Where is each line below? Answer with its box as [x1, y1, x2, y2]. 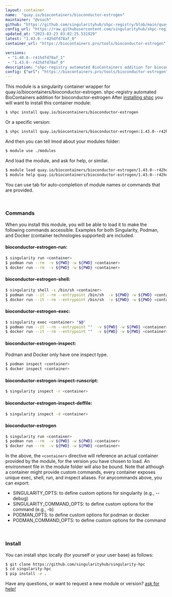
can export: [5, 480, 30, 486]
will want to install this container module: [5, 100, 91, 106]
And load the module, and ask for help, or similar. [5, 157, 109, 163]
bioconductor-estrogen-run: [5, 244, 68, 250]
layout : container [5, 7, 45, 13]
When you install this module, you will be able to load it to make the [5, 221, 147, 228]
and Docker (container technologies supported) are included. [5, 232, 135, 238]
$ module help [5, 172, 36, 177]
